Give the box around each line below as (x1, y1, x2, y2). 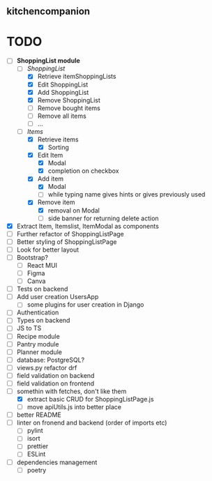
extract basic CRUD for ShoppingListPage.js (26, 395, 154, 404)
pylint (26, 427, 43, 435)
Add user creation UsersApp (16, 293, 99, 301)
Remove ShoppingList (37, 96, 100, 104)
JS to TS (16, 324, 42, 333)
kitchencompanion (6, 6, 91, 17)
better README (16, 411, 62, 419)
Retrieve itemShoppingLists (37, 72, 116, 81)
